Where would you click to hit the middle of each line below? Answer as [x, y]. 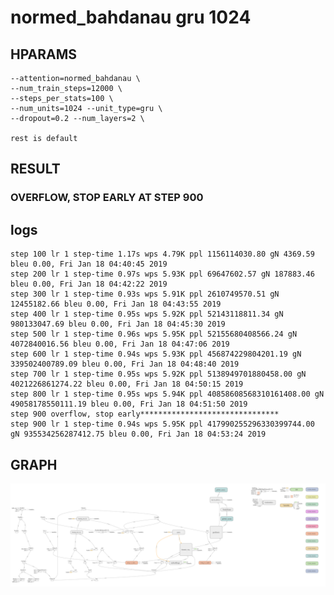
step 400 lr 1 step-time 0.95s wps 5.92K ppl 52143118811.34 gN [147, 314]
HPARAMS [44, 54]
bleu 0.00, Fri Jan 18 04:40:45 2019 [89, 264]
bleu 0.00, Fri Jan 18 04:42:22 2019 [89, 284]
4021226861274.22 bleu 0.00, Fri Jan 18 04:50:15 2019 [127, 384]
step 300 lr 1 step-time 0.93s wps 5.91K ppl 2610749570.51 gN [145, 294]
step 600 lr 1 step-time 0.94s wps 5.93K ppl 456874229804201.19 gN [156, 354]
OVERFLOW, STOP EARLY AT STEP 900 [107, 198]
